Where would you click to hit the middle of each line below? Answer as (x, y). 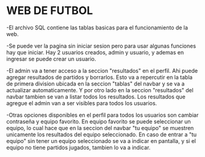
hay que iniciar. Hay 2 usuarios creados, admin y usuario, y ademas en (95, 52)
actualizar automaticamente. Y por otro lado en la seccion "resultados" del (100, 90)
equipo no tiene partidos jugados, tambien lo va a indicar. (78, 147)
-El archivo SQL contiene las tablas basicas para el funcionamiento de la (97, 27)
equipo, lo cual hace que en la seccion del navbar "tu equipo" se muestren (100, 128)
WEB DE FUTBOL (50, 11)
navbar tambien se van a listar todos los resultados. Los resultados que (96, 97)
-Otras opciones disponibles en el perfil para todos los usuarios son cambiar (103, 115)
